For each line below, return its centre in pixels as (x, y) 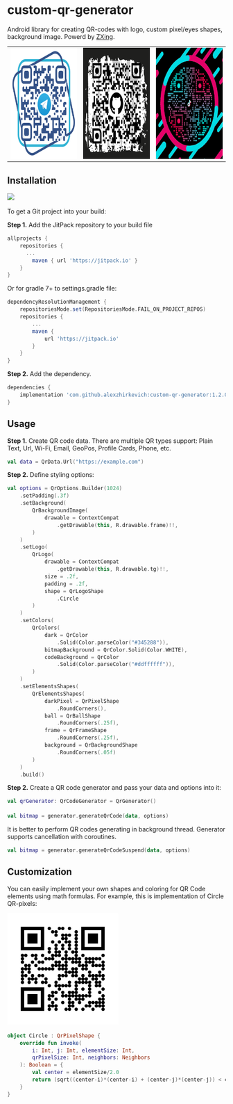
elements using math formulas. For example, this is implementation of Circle (115, 896)
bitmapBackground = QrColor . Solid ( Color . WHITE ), (116, 650)
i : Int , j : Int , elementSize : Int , (84, 1050)
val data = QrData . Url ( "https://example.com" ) (76, 462)
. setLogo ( (34, 547)
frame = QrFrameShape (76, 731)
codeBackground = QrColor (81, 657)
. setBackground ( (43, 503)
